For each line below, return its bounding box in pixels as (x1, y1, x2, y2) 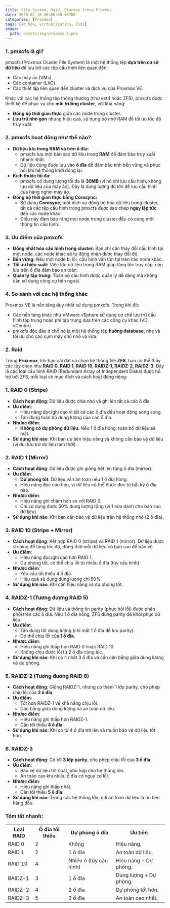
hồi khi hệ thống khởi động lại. (20, 167, 83, 173)
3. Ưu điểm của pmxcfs (5, 234, 63, 241)
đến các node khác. (20, 210, 62, 216)
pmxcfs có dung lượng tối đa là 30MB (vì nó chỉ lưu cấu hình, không (20, 178, 162, 184)
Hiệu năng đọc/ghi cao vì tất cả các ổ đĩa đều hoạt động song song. (20, 409, 162, 415)
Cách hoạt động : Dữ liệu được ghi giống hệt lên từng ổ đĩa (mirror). (12, 465, 153, 472)
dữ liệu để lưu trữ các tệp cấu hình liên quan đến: (5, 65, 108, 71)
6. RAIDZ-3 (5, 745, 33, 752)
